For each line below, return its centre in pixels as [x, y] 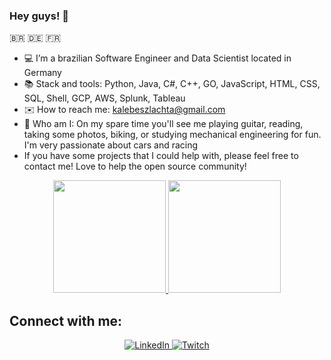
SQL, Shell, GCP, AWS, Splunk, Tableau [104, 98]
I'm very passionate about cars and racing [111, 145]
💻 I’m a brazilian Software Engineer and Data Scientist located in [157, 58]
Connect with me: [66, 320]
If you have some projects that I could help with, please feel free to [161, 156]
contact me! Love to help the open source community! [135, 166]
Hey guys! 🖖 [39, 16]
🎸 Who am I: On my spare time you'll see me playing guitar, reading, [163, 124]
